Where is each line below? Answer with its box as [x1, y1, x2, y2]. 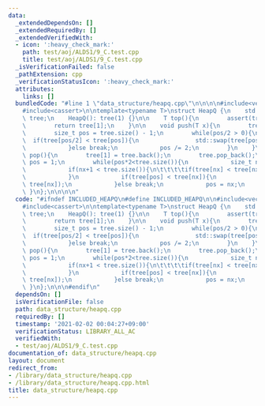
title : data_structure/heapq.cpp [8, 386, 118, 394]
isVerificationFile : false [15, 298, 104, 306]
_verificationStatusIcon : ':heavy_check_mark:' [15, 77, 175, 85]
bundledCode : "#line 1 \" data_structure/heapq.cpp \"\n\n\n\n [15, 100, 221, 107]
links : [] [22, 92, 55, 100]
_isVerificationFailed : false [15, 63, 114, 71]
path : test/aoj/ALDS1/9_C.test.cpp [22, 48, 140, 56]
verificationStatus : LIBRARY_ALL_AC [15, 327, 136, 336]
